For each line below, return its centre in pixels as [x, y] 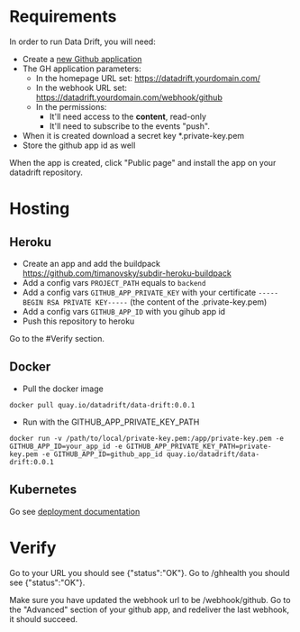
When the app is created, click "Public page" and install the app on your [143, 162]
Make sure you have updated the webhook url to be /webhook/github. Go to [150, 600]
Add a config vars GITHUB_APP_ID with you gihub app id [124, 311]
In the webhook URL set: [82, 87]
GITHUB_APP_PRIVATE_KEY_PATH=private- [199, 446]
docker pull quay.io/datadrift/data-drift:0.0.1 [102, 405]
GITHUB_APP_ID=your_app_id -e [66, 446]
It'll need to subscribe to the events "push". [129, 126]
